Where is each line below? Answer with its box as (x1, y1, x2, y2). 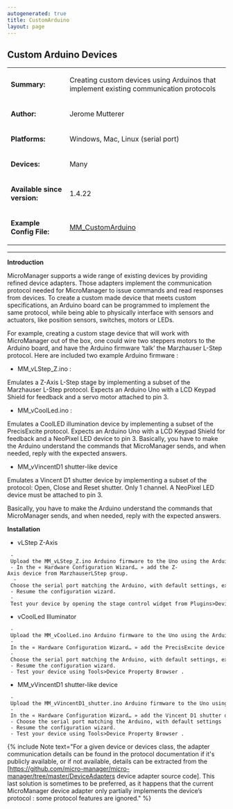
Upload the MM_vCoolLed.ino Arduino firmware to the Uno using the (10, 632, 209, 639)
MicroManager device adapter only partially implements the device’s (7, 787, 202, 795)
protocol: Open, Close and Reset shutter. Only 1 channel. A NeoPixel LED (7, 483, 215, 492)
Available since (10, 184, 62, 194)
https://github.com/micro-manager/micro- (9, 765, 130, 773)
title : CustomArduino (7, 17, 70, 24)
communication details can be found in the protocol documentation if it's (7, 750, 215, 758)
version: (10, 193, 38, 203)
